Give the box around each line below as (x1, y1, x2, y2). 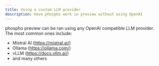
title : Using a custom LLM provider (5, 7, 81, 12)
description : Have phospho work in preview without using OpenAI (5, 12, 143, 17)
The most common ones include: (5, 30, 72, 36)
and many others (12, 55, 47, 61)
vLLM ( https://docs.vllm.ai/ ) (12, 50, 69, 56)
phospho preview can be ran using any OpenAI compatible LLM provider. (5, 25, 155, 31)
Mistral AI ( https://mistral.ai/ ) (12, 40, 71, 45)
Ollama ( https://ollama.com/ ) (12, 45, 71, 51)
